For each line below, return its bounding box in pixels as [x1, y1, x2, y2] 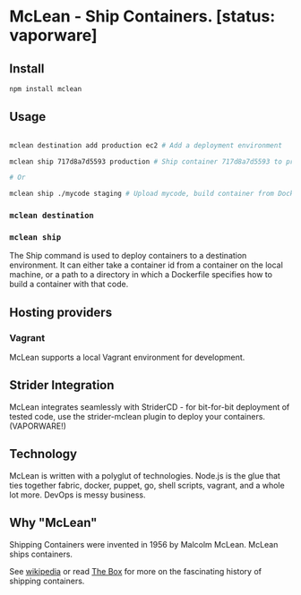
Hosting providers [9, 304, 113, 319]
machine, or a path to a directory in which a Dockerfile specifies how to [9, 269, 273, 280]
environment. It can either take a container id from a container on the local [9, 259, 284, 270]
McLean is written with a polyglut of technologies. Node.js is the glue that [9, 470, 280, 480]
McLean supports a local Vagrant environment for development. [9, 352, 245, 363]
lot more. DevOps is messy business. [9, 489, 146, 500]
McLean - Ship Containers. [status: [9, 6, 276, 27]
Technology [9, 446, 78, 462]
